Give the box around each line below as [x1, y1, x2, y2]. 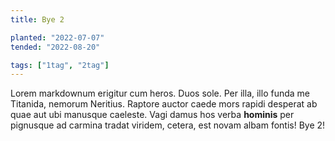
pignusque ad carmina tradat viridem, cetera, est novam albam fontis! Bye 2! [10, 119, 326, 131]
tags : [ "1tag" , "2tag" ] [10, 60, 110, 70]
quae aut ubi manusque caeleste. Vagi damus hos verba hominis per [10, 109, 295, 121]
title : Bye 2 [10, 14, 65, 25]
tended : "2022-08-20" [10, 42, 101, 52]
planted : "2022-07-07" [10, 32, 105, 43]
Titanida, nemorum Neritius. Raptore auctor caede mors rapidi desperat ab [10, 98, 318, 110]
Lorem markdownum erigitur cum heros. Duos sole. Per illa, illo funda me [10, 87, 311, 100]
